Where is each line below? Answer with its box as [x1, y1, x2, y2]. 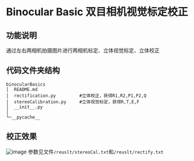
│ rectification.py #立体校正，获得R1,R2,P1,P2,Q [6, 93, 147, 99]
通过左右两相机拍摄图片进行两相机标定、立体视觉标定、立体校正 [6, 47, 160, 54]
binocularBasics [6, 81, 46, 87]
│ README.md [6, 86, 38, 92]
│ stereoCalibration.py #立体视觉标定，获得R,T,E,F [6, 99, 140, 105]
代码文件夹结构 [6, 65, 60, 76]
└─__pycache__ [6, 114, 41, 120]
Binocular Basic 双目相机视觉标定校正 [6, 5, 188, 19]
